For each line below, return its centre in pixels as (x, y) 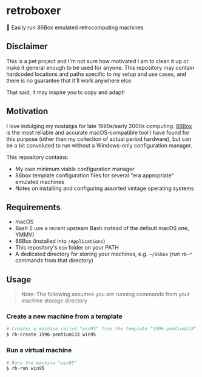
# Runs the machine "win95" (42, 363)
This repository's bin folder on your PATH (67, 248)
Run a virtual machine (39, 350)
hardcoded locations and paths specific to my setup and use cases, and (96, 74)
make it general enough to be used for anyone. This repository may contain (100, 67)
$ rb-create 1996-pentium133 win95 (51, 335)
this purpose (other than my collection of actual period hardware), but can (99, 139)
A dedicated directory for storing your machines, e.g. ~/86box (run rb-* (104, 254)
